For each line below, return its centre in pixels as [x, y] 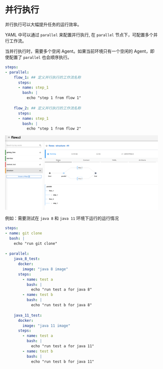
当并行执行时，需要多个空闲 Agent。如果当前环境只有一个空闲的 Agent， [78, 51]
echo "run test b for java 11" [63, 361]
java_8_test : [27, 259]
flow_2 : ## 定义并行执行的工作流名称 [48, 108]
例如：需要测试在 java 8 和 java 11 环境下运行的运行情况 [62, 218]
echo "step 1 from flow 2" [54, 129]
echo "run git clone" [35, 243]
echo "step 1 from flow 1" [54, 98]
